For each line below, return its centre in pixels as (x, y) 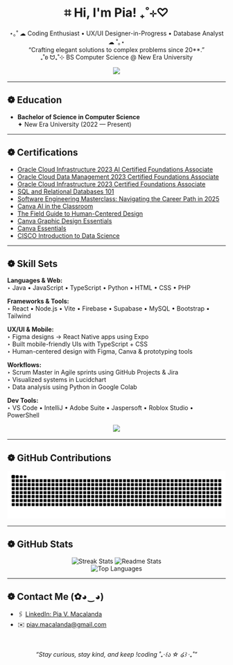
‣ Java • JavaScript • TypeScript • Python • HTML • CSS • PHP (99, 288)
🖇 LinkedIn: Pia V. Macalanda (60, 614)
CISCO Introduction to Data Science (68, 235)
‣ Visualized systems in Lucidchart (57, 380)
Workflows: (24, 365)
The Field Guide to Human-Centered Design (80, 214)
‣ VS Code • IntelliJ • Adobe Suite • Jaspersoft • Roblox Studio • (101, 408)
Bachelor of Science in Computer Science (78, 116)
